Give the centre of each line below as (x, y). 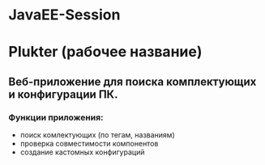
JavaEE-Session (64, 15)
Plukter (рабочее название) (105, 52)
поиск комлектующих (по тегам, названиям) (98, 135)
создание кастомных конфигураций (82, 152)
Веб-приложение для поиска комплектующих (132, 81)
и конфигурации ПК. (63, 94)
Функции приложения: (56, 117)
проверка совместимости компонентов (89, 144)
